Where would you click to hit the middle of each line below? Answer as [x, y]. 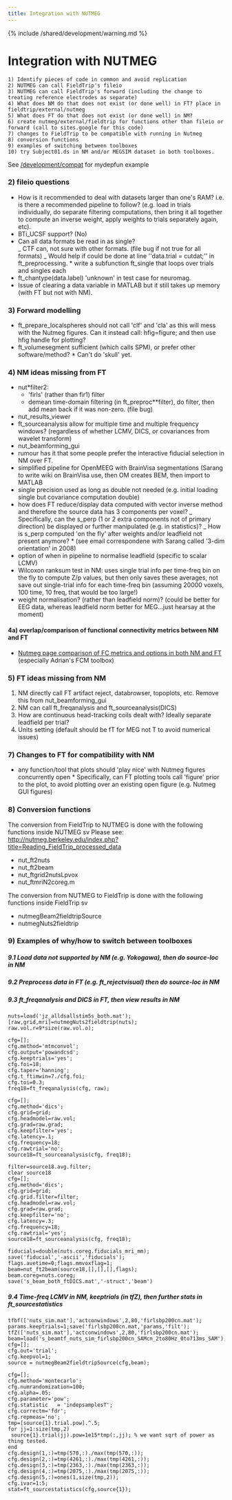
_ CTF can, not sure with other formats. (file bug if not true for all [109, 248]
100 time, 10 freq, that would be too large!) [78, 593]
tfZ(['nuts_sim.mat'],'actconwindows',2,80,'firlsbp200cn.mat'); [103, 1333]
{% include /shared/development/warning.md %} [77, 33]
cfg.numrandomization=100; [46, 1387]
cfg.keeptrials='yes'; [40, 1058]
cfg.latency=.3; [31, 1221]
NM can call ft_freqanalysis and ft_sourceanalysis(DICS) [97, 708]
